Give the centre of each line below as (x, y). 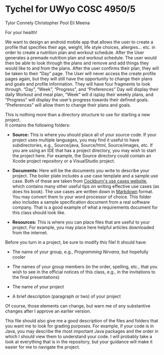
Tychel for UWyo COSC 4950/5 (70, 9)
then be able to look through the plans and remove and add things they (77, 63)
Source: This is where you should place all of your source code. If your (84, 134)
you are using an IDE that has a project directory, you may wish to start (84, 150)
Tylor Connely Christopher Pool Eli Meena (48, 23)
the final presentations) (36, 277)
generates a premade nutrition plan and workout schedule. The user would (81, 57)
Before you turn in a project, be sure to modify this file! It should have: (76, 242)
